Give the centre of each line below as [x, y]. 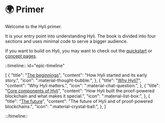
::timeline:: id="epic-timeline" [35, 65]
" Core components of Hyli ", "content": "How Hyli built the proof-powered [80, 91]
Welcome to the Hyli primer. [33, 26]
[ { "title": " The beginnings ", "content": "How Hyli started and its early [76, 75]
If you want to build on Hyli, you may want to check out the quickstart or [79, 51]
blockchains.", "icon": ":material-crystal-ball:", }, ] [55, 106]
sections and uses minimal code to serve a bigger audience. [66, 41]
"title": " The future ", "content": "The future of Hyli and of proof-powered [79, 101]
